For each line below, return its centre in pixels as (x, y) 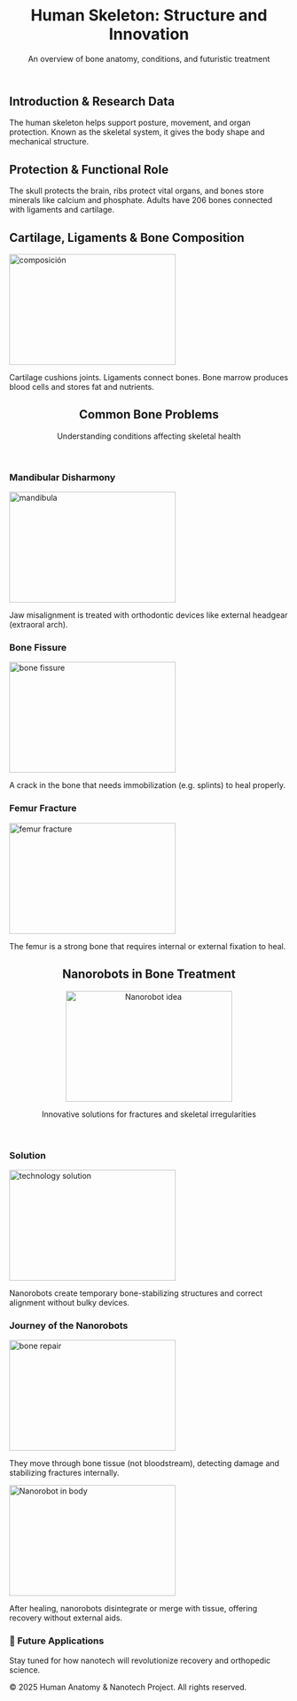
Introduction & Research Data (92, 101)
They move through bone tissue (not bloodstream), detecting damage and (145, 1463)
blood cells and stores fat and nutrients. (82, 386)
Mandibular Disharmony (63, 477)
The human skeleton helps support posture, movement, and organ (130, 123)
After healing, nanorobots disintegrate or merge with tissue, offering (133, 1609)
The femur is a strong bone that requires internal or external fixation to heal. (148, 946)
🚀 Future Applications (57, 1641)
